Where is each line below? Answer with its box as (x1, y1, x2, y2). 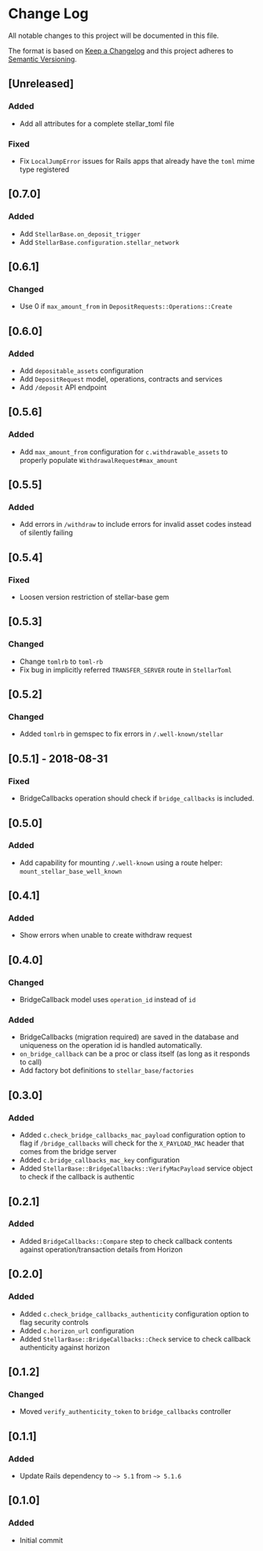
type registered (19, 165, 70, 174)
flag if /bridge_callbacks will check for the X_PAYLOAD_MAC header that (19, 1138, 245, 1148)
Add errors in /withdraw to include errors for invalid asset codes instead (19, 520, 252, 529)
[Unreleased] (8, 77, 75, 91)
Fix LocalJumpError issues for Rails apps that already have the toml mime (19, 156, 255, 165)
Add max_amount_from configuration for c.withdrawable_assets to (19, 446, 228, 457)
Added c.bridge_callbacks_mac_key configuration (19, 1155, 181, 1165)
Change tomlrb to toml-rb (19, 657, 104, 666)
